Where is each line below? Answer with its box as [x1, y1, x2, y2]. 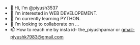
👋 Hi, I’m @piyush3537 [10, 5, 58, 11]
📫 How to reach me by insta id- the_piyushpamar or [10, 27, 121, 32]
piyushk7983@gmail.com [10, 34, 64, 40]
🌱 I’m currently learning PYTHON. [10, 16, 81, 21]
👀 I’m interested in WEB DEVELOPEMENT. [10, 10, 98, 16]
